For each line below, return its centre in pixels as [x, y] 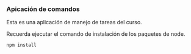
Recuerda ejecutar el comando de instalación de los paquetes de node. [96, 34]
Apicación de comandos [43, 9]
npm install [21, 45]
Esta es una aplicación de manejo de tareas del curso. [74, 22]
